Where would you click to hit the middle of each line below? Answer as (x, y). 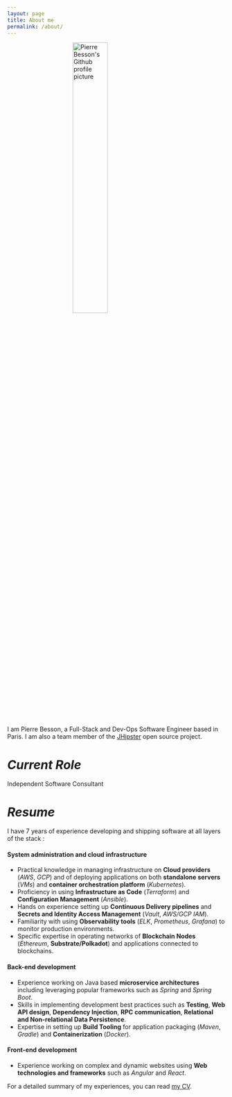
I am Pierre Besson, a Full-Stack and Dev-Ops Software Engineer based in (113, 729)
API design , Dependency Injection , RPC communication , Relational (115, 1012)
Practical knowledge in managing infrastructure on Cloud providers (114, 870)
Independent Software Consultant (55, 784)
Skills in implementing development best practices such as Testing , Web (121, 1005)
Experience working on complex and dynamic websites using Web (112, 1065)
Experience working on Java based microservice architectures (108, 982)
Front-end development (42, 1050)
